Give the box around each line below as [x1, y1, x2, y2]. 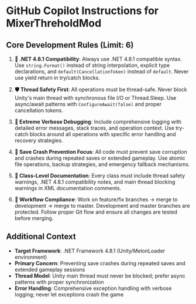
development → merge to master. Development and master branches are [14, 202, 190, 209]
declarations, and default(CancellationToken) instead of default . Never [14, 68, 189, 75]
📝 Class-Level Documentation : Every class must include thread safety [14, 172, 185, 179]
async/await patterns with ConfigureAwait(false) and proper [14, 101, 162, 107]
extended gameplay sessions [14, 266, 85, 273]
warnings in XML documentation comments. [14, 185, 122, 191]
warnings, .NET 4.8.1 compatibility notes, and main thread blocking [14, 178, 176, 185]
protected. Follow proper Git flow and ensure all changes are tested [14, 208, 177, 215]
